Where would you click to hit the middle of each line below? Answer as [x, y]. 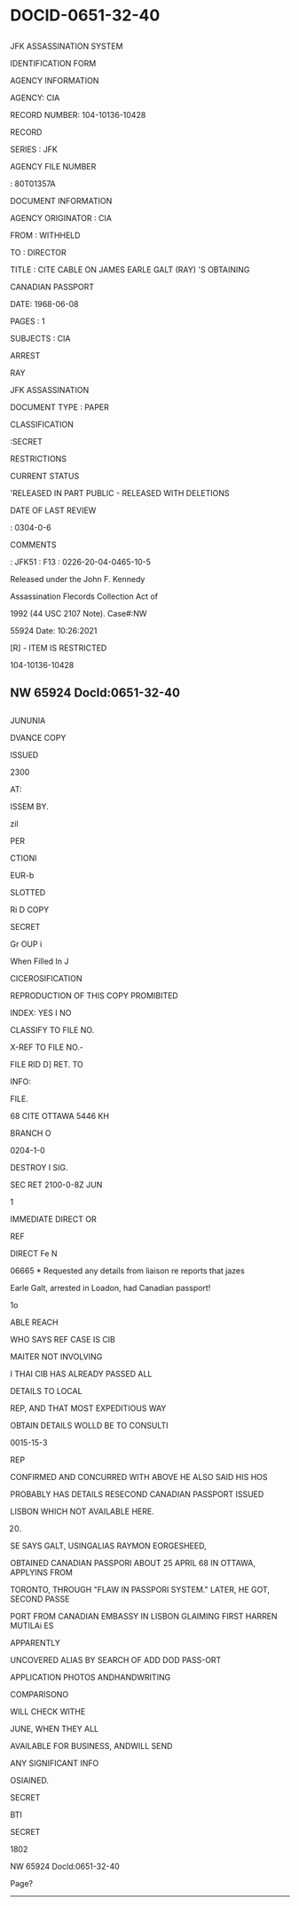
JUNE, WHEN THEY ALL [55, 1729]
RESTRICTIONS [39, 459]
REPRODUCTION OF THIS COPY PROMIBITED [94, 996]
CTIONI [24, 858]
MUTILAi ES [32, 1626]
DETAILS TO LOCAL [46, 1391]
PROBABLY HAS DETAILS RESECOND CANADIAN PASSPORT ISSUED [137, 1494]
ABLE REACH [34, 1322]
